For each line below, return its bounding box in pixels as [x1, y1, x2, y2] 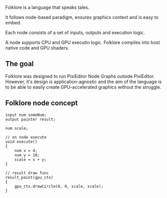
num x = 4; [14, 148, 38, 153]
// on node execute [5, 135, 47, 140]
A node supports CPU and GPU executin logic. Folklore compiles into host [5, 39, 160, 45]
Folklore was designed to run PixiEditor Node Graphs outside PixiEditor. [5, 73, 155, 79]
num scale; [5, 126, 29, 131]
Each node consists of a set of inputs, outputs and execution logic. [5, 30, 145, 35]
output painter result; [5, 117, 56, 122]
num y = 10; [14, 153, 40, 158]
